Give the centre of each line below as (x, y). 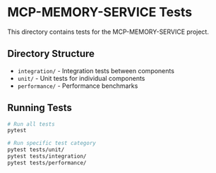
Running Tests (40, 108)
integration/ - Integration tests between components (96, 70)
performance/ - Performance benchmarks (78, 86)
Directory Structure (51, 54)
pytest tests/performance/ (47, 162)
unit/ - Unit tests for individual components (81, 78)
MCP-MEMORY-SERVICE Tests (100, 12)
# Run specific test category (52, 143)
